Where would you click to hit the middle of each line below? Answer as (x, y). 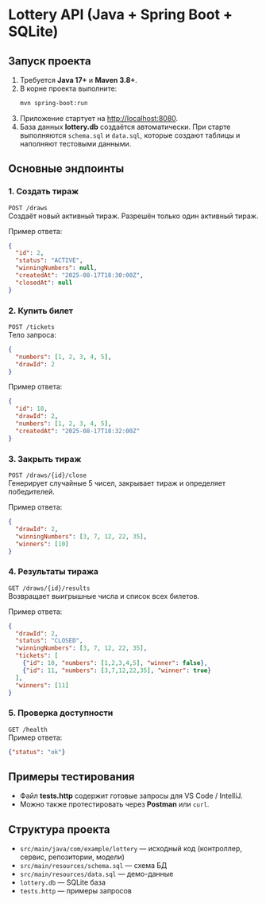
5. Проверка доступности (61, 713)
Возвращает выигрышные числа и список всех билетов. (104, 596)
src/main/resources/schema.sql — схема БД (93, 866)
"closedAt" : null (44, 283)
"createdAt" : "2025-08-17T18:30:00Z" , (80, 276)
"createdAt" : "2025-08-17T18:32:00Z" (78, 431)
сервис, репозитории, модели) (72, 857)
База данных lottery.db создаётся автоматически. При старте (125, 127)
